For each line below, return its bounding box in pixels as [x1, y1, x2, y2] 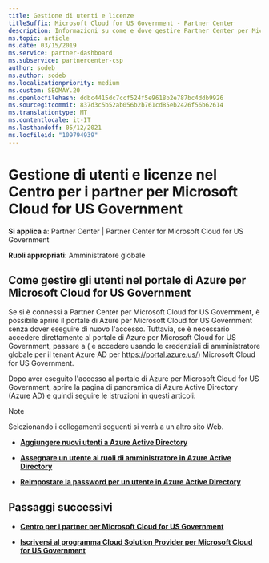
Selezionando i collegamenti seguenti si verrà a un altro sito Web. [8, 422, 224, 431]
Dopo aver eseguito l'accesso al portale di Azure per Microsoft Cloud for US [8, 374, 259, 383]
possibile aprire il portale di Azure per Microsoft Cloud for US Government [8, 316, 253, 326]
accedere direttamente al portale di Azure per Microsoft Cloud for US [8, 333, 236, 342]
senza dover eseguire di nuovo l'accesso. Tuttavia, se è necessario [8, 324, 230, 334]
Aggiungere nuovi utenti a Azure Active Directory [19, 438, 188, 448]
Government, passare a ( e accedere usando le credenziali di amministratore [8, 342, 261, 351]
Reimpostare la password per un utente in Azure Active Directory [19, 477, 242, 487]
